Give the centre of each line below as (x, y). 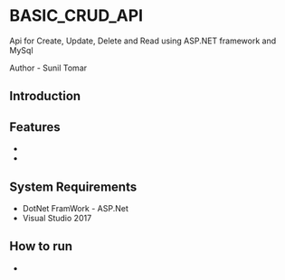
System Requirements (73, 187)
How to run (41, 246)
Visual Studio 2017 (57, 218)
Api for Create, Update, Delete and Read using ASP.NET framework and (143, 41)
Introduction (45, 96)
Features (35, 127)
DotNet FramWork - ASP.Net (76, 208)
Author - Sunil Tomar (48, 68)
